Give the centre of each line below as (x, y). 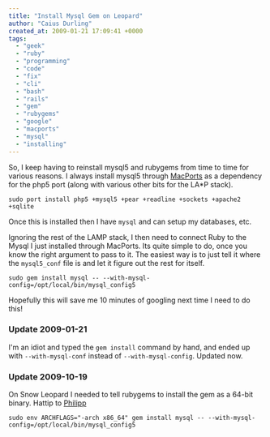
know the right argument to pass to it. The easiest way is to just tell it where (135, 254)
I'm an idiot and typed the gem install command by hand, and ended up (129, 347)
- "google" (34, 122)
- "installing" (41, 144)
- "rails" (32, 99)
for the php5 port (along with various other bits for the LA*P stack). (121, 184)
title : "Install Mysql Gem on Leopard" (76, 16)
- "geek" (30, 46)
